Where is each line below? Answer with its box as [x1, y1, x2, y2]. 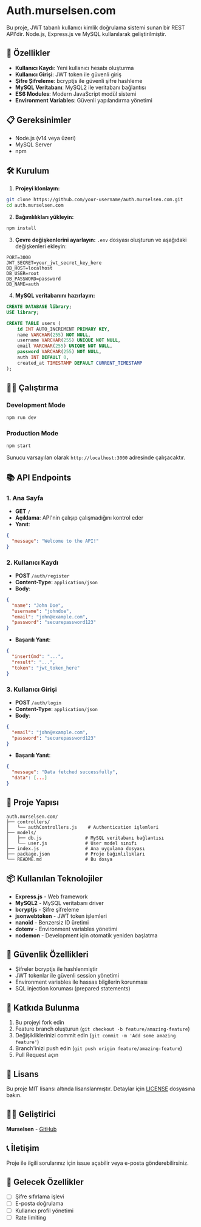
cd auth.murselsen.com [6, 202, 64, 209]
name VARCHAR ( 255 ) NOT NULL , [17, 332, 91, 338]
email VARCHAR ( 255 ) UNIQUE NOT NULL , [17, 343, 113, 349]
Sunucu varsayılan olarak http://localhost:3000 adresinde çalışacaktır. [6, 454, 185, 461]
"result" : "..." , [12, 659, 56, 665]
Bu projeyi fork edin [15, 1019, 65, 1026]
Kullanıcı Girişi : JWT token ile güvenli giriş [15, 71, 122, 78]
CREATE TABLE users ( [6, 320, 61, 326]
